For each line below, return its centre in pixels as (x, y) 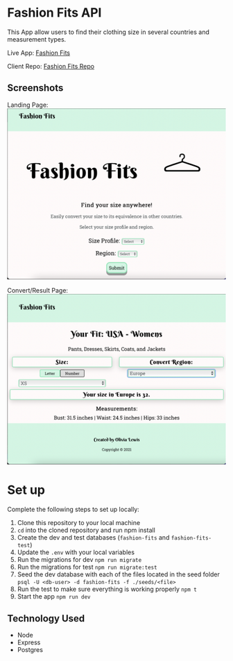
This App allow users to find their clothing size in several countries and (108, 32)
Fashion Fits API (54, 13)
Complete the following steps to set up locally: (74, 509)
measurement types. (37, 39)
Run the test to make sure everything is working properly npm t (107, 589)
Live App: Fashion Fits (39, 53)
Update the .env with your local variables (76, 552)
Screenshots (35, 88)
